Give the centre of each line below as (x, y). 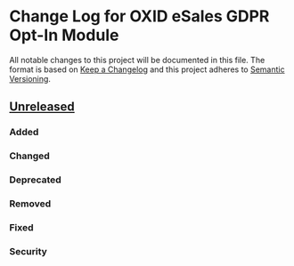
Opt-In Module (64, 35)
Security (28, 251)
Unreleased (42, 107)
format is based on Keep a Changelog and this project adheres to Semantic (147, 69)
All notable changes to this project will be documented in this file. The (137, 60)
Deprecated (36, 180)
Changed (30, 156)
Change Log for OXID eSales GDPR (139, 16)
